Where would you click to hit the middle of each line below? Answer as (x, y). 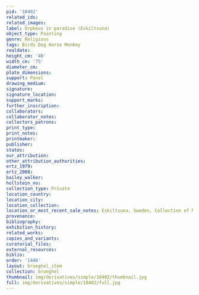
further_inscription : (33, 106)
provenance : (21, 216)
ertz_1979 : (20, 167)
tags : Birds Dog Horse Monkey (44, 45)
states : (16, 150)
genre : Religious (28, 39)
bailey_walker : (25, 178)
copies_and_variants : (33, 238)
